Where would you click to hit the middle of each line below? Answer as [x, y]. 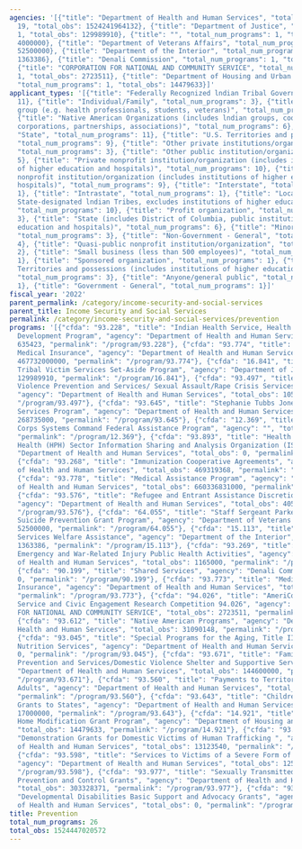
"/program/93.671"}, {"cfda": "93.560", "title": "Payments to [138, 680]
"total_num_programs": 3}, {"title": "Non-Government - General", [144, 235]
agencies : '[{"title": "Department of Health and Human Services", [138, 18]
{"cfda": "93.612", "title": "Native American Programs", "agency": [148, 621]
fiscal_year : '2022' [48, 294]
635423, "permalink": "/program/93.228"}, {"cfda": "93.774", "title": [155, 344]
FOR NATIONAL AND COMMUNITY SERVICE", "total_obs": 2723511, [134, 613]
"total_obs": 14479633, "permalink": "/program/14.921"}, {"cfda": [147, 730]
